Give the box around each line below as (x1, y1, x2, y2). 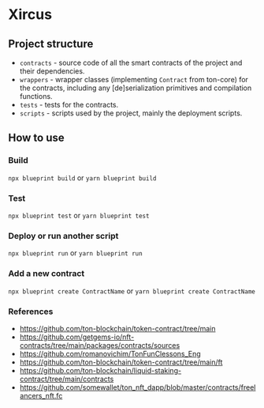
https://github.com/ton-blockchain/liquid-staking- (19, 365, 182, 375)
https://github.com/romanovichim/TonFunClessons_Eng (19, 349, 201, 358)
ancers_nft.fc (19, 391, 63, 400)
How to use (8, 131, 65, 145)
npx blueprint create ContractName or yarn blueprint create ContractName (8, 286, 256, 296)
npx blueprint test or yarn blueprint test (8, 210, 150, 220)
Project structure (8, 37, 94, 51)
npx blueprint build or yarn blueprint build (8, 172, 157, 183)
